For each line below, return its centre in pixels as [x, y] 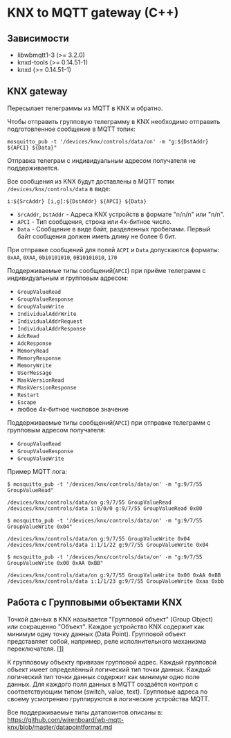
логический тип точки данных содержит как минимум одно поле [104, 676]
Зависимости [38, 38]
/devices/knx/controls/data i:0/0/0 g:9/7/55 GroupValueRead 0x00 [105, 508]
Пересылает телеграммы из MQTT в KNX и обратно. [85, 108]
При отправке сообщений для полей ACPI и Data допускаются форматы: [113, 249]
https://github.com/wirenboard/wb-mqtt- [66, 719]
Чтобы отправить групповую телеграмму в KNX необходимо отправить [114, 121]
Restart [28, 395]
